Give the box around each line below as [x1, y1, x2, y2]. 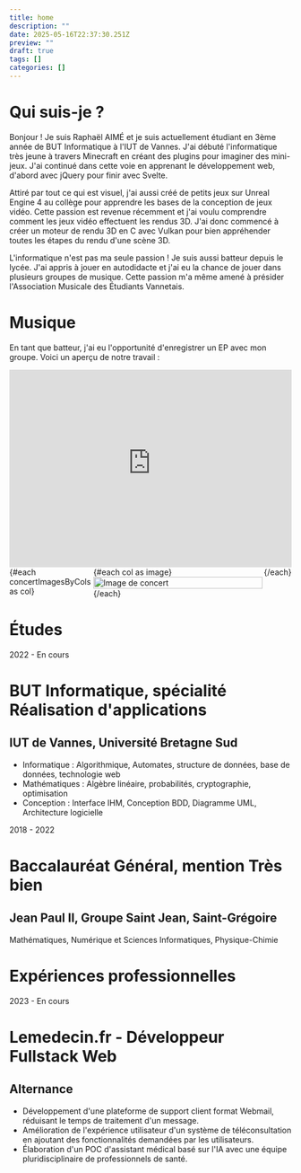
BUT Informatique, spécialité [9, 680, 227, 701]
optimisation [21, 788, 69, 798]
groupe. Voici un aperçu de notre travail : [9, 351, 160, 362]
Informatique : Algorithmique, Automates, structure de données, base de [21, 759, 290, 770]
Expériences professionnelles [9, 966, 236, 986]
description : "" [9, 22, 70, 31]
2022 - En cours [9, 648, 70, 660]
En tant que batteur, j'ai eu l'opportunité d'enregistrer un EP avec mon [9, 342, 267, 353]
